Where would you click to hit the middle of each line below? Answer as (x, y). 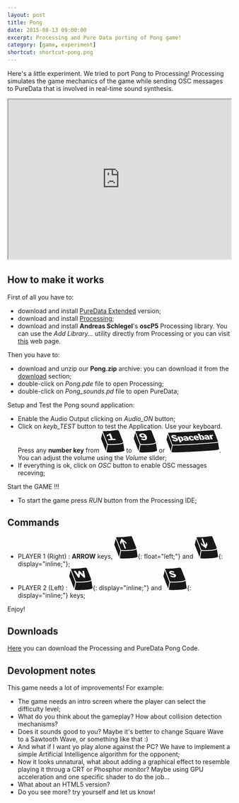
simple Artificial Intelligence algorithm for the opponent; (99, 754)
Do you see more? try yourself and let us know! (86, 792)
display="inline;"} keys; (52, 595)
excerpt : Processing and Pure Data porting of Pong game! (94, 38)
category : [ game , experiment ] (52, 45)
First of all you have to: (41, 297)
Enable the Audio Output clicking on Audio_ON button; (96, 418)
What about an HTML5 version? (64, 785)
